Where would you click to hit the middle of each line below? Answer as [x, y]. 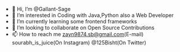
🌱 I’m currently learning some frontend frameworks [74, 21]
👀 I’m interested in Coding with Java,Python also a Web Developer [93, 15]
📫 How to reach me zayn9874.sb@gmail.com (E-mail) [78, 34]
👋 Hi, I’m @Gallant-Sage [41, 9]
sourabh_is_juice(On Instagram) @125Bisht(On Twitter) [79, 43]
